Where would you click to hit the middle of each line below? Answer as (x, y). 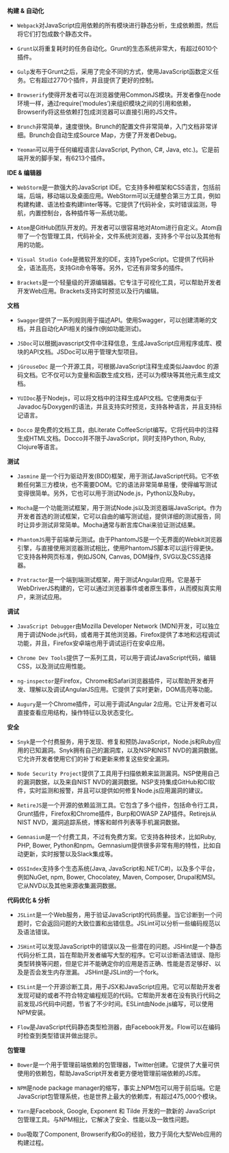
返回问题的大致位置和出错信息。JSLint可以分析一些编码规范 (131, 923)
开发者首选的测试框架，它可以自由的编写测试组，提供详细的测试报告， (116, 516)
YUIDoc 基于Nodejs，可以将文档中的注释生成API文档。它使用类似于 (110, 398)
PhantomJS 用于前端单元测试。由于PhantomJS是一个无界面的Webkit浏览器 (120, 539)
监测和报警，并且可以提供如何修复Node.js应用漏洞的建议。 (124, 790)
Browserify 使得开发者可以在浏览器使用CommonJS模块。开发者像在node (119, 95)
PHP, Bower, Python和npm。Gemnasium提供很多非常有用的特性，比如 (116, 845)
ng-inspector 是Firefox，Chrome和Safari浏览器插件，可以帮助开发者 (112, 681)
